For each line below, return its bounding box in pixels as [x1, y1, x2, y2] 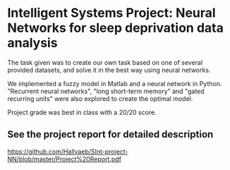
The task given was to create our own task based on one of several [7, 58, 203, 66]
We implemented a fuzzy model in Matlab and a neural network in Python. [7, 79, 222, 87]
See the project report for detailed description [7, 128, 214, 140]
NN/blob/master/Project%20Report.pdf [7, 154, 122, 163]
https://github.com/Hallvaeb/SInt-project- [7, 147, 128, 156]
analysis [7, 35, 58, 51]
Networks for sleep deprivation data [7, 20, 224, 36]
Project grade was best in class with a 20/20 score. [7, 108, 157, 116]
